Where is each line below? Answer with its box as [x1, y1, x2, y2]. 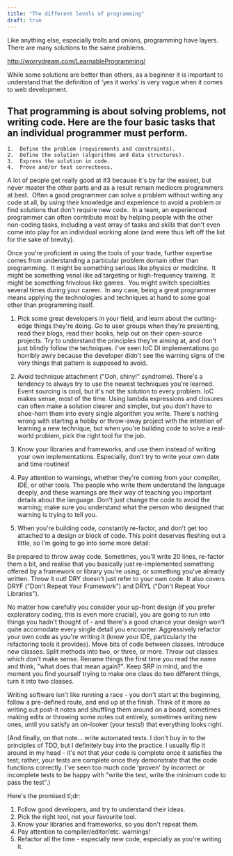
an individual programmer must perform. [7, 127, 188, 139]
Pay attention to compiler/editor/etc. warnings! [17, 827, 151, 836]
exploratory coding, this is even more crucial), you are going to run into [7, 610, 211, 619]
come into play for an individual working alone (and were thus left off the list [7, 228, 225, 236]
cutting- [193, 315, 217, 323]
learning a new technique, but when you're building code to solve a [17, 424, 211, 433]
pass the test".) [7, 779, 51, 787]
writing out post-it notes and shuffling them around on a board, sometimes [7, 705, 221, 714]
